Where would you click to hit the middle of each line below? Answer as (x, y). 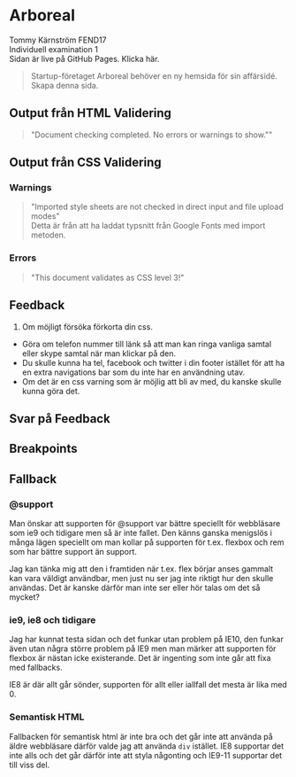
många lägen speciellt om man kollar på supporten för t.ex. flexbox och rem (147, 542)
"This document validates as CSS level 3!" (107, 277)
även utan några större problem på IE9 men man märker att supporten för (143, 649)
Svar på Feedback (60, 419)
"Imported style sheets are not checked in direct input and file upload (157, 207)
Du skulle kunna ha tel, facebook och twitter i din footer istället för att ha (153, 362)
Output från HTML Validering (91, 113)
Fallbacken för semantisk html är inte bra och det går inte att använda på (141, 736)
